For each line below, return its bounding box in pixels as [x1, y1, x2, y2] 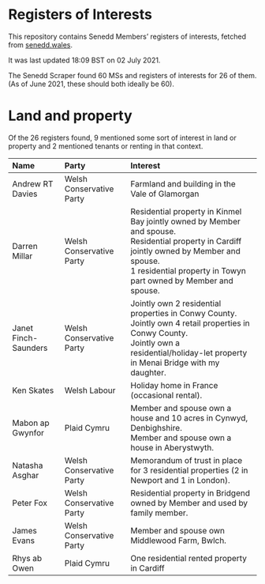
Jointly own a [129, 337, 180, 349]
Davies [12, 188, 38, 199]
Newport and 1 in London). [129, 474, 230, 485]
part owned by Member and [129, 275, 234, 286]
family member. [129, 507, 188, 518]
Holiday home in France [129, 379, 218, 390]
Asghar [12, 469, 39, 480]
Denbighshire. [129, 422, 183, 433]
